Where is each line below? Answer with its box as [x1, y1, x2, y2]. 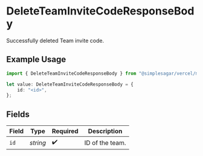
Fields [6, 109, 30, 119]
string [29, 139, 47, 147]
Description [88, 127, 123, 136]
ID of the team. [84, 139, 126, 147]
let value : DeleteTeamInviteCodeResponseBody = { [6, 81, 134, 87]
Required [51, 127, 79, 136]
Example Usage [6, 54, 66, 64]
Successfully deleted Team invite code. [6, 37, 105, 44]
